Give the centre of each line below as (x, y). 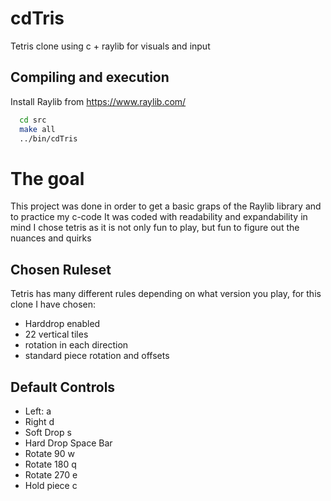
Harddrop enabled (62, 324)
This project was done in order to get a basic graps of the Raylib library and (166, 206)
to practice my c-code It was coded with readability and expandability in (159, 217)
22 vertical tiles (56, 334)
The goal (47, 178)
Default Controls (63, 387)
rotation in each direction (76, 345)
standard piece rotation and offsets (97, 356)
